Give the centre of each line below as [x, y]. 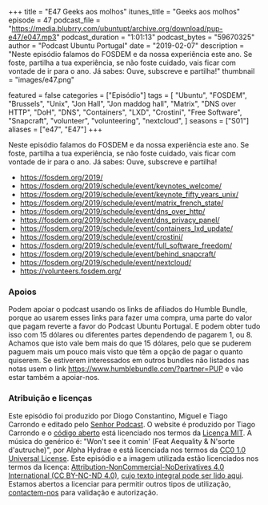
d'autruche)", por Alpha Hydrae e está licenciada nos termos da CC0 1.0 [127, 450]
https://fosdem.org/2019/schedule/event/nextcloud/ [106, 263]
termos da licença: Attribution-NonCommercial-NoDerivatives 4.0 [116, 467]
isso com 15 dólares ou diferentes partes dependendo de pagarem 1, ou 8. [131, 335]
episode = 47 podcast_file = [54, 20]
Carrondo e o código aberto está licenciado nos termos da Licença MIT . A [130, 433]
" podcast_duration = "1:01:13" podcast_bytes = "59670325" [155, 37]
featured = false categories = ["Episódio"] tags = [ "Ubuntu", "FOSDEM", [128, 95]
